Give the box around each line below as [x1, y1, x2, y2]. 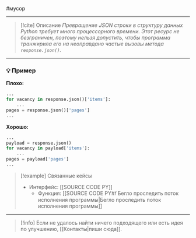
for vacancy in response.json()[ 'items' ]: [6, 96, 111, 103]
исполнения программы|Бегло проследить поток [37, 196, 162, 203]
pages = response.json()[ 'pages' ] [6, 107, 90, 113]
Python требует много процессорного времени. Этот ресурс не [20, 28, 180, 34]
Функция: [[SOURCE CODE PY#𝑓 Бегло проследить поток [37, 190, 179, 197]
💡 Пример [6, 66, 36, 75]
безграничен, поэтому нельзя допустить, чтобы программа [20, 34, 171, 41]
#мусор [6, 5, 26, 12]
